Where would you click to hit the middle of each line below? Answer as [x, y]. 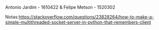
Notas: [12, 17]
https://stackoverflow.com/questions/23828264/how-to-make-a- [86, 17]
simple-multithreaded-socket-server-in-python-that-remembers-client [78, 22]
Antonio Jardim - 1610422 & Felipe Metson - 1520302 [60, 7]
